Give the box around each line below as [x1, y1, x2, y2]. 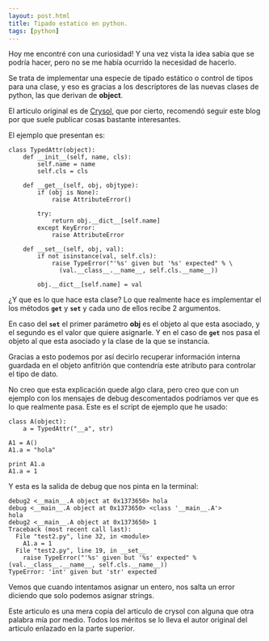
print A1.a [8, 461, 45, 469]
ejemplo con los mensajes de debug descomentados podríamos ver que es [8, 393, 259, 403]
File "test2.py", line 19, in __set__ [15, 547, 147, 555]
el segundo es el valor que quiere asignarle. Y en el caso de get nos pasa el [8, 328, 261, 337]
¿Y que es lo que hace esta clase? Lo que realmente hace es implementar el [8, 295, 262, 304]
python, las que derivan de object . [8, 91, 124, 100]
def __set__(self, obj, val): [23, 245, 125, 253]
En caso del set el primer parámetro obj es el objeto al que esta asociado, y [8, 319, 260, 329]
